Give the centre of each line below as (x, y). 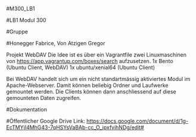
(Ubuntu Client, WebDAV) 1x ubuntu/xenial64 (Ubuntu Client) (81, 67)
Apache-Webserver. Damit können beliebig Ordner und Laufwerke (87, 85)
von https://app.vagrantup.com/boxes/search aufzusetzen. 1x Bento (90, 61)
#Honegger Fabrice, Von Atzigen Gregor (56, 43)
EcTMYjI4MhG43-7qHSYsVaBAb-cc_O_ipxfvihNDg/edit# (75, 127)
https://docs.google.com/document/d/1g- (137, 121)
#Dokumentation (27, 109)
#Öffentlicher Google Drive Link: (46, 121)
